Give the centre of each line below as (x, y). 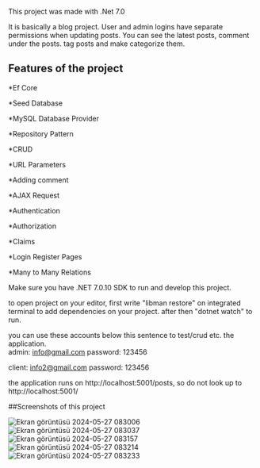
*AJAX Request (34, 195)
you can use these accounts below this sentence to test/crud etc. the (121, 335)
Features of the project (66, 69)
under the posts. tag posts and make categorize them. (97, 44)
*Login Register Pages (45, 256)
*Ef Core (23, 87)
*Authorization (32, 226)
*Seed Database (36, 103)
